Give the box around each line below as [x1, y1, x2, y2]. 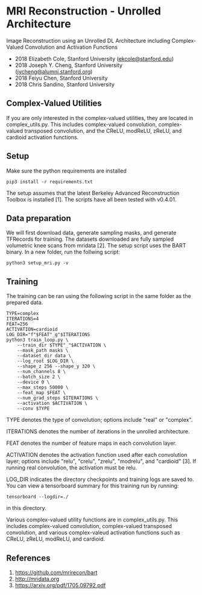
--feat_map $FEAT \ [17, 390, 66, 396]
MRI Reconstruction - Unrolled [6, 4, 162, 18]
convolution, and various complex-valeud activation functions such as [6, 529, 180, 536]
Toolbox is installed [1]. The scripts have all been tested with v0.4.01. [6, 196, 177, 203]
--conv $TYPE [17, 406, 50, 412]
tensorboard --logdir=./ [6, 494, 69, 500]
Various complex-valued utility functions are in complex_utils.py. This [6, 516, 178, 523]
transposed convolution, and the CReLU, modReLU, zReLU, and [24, 127, 182, 134]
